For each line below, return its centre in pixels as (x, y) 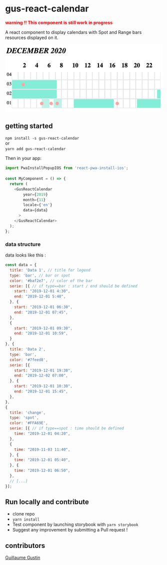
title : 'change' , (28, 412)
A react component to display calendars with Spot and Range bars (73, 32)
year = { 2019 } (36, 194)
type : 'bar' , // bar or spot (40, 275)
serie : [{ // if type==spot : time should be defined (67, 428)
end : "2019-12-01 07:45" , (41, 312)
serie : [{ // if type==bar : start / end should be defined (73, 286)
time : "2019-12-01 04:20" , (42, 434)
